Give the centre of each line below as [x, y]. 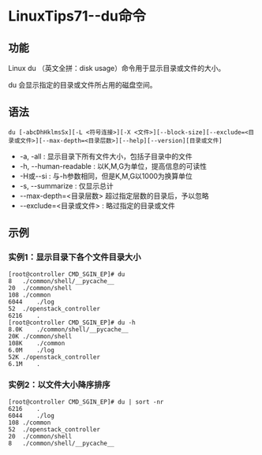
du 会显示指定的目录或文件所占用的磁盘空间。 [82, 85]
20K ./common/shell [40, 336]
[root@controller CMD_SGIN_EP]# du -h [72, 323]
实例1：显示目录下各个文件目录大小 [75, 257]
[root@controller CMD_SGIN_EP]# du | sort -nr [86, 402]
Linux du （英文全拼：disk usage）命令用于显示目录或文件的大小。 [117, 68]
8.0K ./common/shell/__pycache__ [68, 329]
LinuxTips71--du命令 [77, 16]
